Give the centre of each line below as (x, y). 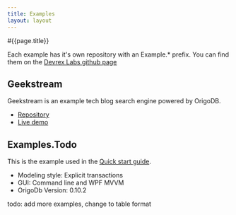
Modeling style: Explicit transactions (70, 175)
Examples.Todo (42, 145)
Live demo (33, 122)
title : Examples (31, 14)
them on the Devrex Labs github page (62, 62)
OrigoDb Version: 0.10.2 (52, 190)
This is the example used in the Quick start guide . (79, 162)
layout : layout (30, 21)
